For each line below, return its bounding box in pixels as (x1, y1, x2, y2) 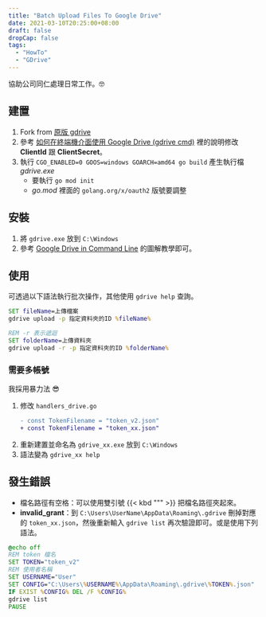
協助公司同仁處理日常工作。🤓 (8, 79, 105, 88)
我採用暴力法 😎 (8, 384, 60, 393)
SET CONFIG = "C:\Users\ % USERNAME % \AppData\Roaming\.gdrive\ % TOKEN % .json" (8, 580, 255, 588)
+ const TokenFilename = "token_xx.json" (19, 424, 159, 432)
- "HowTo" (15, 49, 48, 57)
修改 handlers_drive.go (19, 400, 97, 410)
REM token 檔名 (8, 551, 57, 559)
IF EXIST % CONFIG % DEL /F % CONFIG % (8, 588, 127, 596)
